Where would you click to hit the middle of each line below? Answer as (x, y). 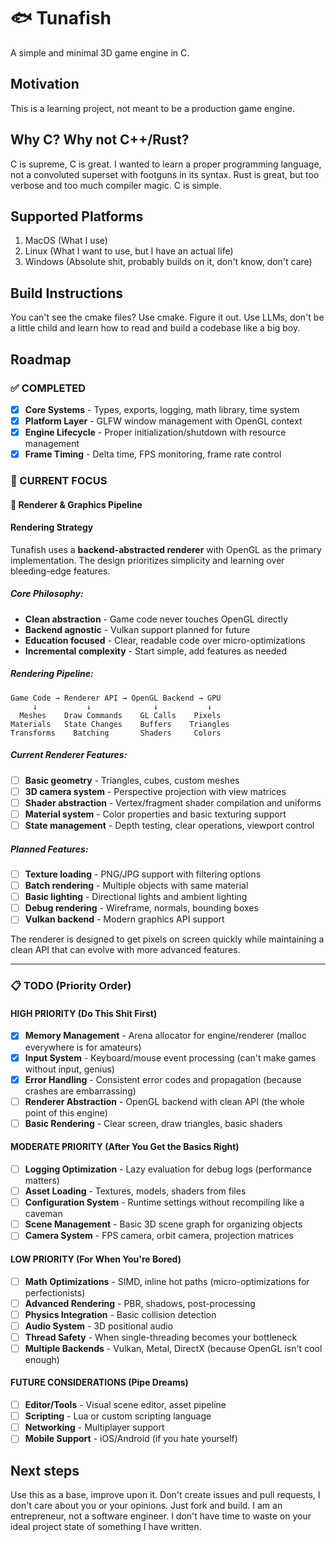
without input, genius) (69, 1069)
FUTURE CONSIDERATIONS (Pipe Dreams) (99, 1382)
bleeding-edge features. (60, 571)
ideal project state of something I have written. (106, 1527)
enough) (42, 1359)
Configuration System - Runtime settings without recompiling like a (164, 1202)
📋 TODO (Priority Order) (71, 986)
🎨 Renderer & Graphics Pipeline (76, 504)
